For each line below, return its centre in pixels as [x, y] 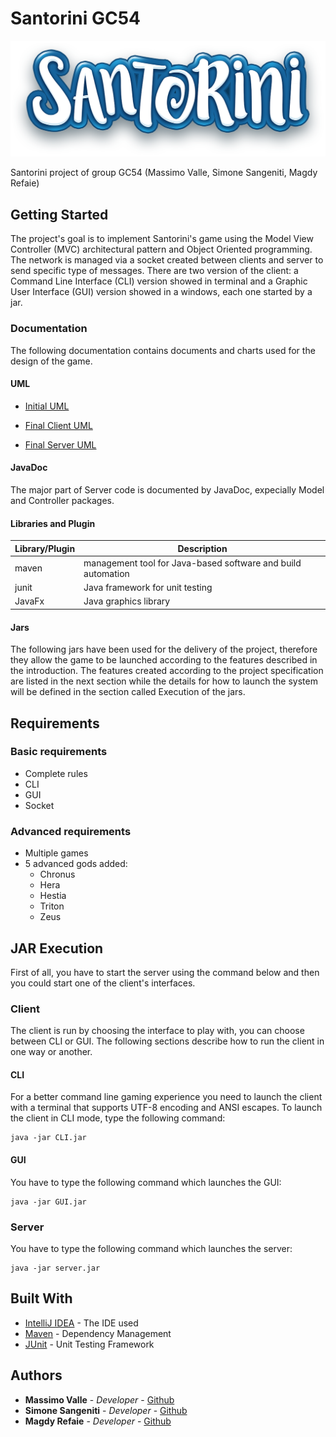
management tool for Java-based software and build [192, 563]
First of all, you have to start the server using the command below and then [165, 972]
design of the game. [51, 361]
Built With [41, 1298]
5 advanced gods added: [76, 864]
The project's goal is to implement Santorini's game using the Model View [162, 239]
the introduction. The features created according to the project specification [167, 671]
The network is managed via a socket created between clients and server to [167, 260]
